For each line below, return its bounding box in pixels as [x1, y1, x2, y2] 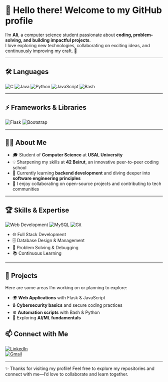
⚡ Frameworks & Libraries [5, 103, 86, 112]
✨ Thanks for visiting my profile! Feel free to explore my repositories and [5, 365, 155, 371]
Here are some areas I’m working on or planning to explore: [5, 285, 127, 290]
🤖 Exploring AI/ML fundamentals [12, 315, 81, 320]
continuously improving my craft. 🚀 [5, 48, 77, 54]
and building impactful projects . [23, 37, 91, 43]
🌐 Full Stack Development [12, 232, 66, 238]
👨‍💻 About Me [5, 138, 47, 147]
